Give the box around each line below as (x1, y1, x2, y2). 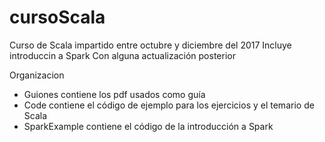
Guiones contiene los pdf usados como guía (23, 88, 206, 100)
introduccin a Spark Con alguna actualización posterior (9, 49, 236, 61)
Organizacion (9, 69, 65, 81)
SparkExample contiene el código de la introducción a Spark (23, 120, 274, 132)
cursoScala (9, 6, 106, 29)
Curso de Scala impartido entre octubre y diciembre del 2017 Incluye (9, 39, 292, 51)
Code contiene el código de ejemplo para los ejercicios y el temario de (23, 99, 315, 111)
